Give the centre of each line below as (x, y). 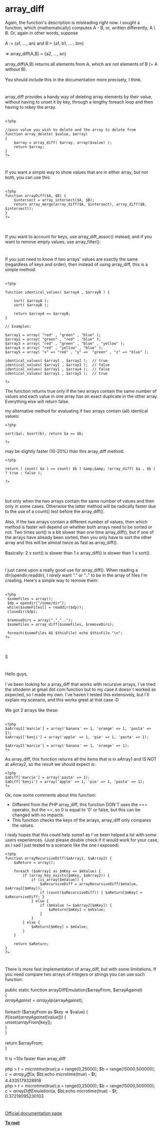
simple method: (21, 269)
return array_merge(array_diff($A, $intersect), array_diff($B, (80, 204)
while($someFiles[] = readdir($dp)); (45, 607)
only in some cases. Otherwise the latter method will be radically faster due (81, 506)
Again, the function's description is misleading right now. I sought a (72, 22)
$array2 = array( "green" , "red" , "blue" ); (53, 339)
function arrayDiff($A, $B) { (36, 196)
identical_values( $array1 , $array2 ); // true (56, 361)
